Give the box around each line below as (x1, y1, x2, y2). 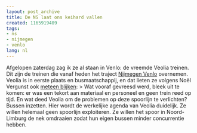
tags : (6, 25, 20, 32)
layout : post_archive (6, 8, 60, 15)
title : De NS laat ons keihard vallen (6, 14, 103, 20)
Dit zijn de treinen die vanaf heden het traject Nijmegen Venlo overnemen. (6, 70, 188, 78)
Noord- (166, 108, 185, 115)
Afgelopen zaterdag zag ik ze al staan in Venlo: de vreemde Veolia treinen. (6, 64, 189, 71)
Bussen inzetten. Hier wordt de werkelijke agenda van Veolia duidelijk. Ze (6, 102, 187, 109)
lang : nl (6, 48, 28, 54)
